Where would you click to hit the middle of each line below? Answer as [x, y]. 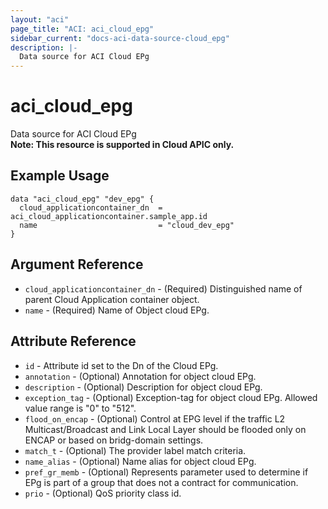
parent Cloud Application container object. [112, 299]
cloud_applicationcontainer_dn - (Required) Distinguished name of [163, 288]
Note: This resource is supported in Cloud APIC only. [122, 145]
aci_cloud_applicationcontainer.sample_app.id [109, 216]
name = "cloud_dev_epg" [127, 225]
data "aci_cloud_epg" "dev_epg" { [82, 199]
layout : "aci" [40, 19]
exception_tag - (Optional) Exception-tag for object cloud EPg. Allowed [171, 397]
